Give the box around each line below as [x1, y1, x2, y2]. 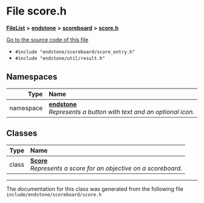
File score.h [6, 4, 67, 18]
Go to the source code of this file [6, 36, 89, 43]
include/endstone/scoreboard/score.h [6, 191, 102, 198]
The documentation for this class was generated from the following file [6, 185, 184, 192]
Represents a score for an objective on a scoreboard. [30, 164, 183, 172]
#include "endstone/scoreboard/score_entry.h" [15, 48, 135, 55]
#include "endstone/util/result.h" [15, 55, 106, 61]
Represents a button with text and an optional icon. [48, 107, 195, 116]
